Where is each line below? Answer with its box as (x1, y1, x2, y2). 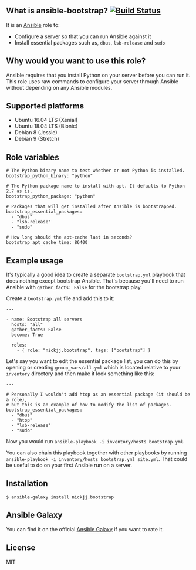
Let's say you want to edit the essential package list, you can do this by (6, 358, 178, 365)
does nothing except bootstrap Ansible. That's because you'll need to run (6, 277, 184, 284)
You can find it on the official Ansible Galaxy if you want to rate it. (6, 525, 164, 532)
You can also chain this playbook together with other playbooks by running (6, 449, 187, 456)
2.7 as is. (6, 188, 33, 194)
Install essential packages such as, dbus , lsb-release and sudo (14, 39, 165, 46)
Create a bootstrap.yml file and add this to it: (6, 295, 114, 302)
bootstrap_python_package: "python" (6, 194, 96, 199)
